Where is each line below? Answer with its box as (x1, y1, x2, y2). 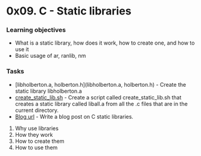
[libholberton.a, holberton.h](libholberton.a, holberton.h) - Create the (14, 81, 187, 88)
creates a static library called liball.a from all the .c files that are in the (14, 100, 188, 107)
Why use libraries (14, 125, 59, 132)
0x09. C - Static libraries (6, 4, 132, 18)
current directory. (14, 107, 59, 114)
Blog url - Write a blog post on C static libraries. (14, 113, 134, 120)
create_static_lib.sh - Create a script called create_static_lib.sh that (14, 93, 182, 101)
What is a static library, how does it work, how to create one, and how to (14, 39, 195, 46)
